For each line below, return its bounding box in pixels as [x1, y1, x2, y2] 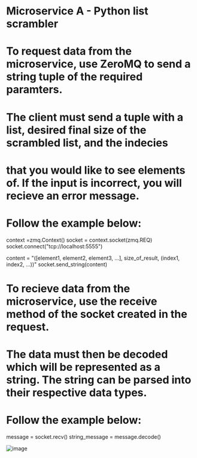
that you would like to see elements [6, 163, 186, 177]
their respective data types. [6, 386, 147, 400]
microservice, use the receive [6, 295, 157, 308]
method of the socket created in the [6, 307, 187, 321]
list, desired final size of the [6, 123, 147, 136]
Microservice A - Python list [6, 4, 148, 18]
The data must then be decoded [6, 347, 168, 361]
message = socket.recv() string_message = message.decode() [6, 433, 162, 440]
